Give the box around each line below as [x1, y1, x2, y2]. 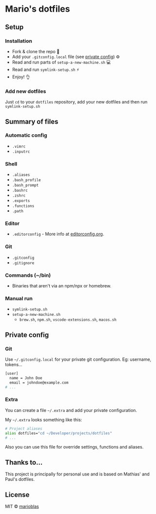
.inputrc [12, 149, 30, 154]
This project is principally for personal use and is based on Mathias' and [5, 471, 150, 477]
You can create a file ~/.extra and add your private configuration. [5, 407, 137, 413]
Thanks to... [5, 458, 43, 467]
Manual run [5, 295, 33, 302]
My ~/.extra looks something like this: [5, 416, 82, 423]
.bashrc [12, 188, 28, 193]
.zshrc [12, 193, 26, 198]
